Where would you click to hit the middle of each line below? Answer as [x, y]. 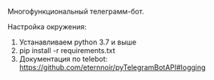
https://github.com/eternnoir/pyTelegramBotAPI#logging [112, 67]
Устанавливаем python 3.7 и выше [78, 42]
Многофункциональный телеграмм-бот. [76, 11]
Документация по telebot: [63, 59]
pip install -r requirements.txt [67, 50]
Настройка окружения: [47, 27]
